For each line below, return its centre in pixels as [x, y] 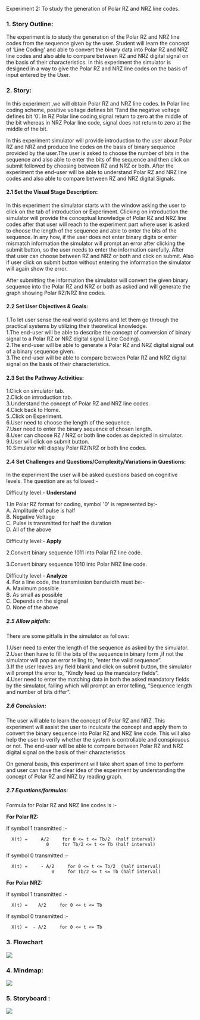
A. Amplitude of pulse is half [41, 511]
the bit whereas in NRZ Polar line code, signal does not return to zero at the [99, 122]
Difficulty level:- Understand [41, 493]
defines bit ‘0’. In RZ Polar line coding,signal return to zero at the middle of [97, 116]
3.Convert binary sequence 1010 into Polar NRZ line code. [77, 564]
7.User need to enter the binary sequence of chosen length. [79, 429]
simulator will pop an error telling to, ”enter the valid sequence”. [84, 661]
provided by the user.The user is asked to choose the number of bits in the [98, 153]
